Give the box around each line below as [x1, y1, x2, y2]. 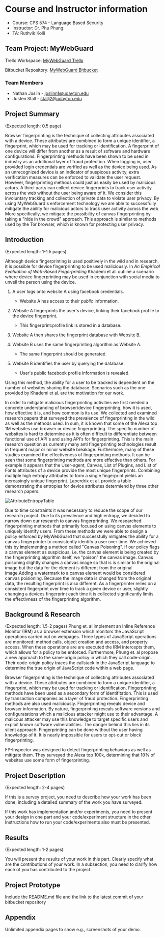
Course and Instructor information [5, 3, 148, 15]
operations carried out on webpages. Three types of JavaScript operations [5, 634, 157, 640]
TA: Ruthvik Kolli [12, 30, 45, 36]
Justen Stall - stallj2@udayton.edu [12, 96, 82, 102]
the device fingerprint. [12, 313, 57, 319]
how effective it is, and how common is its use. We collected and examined [5, 410, 157, 416]
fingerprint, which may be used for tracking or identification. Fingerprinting [5, 685, 157, 691]
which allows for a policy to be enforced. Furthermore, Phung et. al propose [5, 649, 158, 655]
